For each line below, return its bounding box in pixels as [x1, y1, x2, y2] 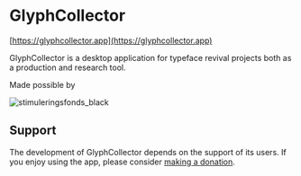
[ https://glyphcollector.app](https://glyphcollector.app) [9, 35, 213, 46]
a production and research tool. [9, 62, 126, 73]
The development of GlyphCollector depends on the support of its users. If [9, 146, 287, 157]
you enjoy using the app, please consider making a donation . [9, 156, 236, 167]
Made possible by [9, 79, 76, 90]
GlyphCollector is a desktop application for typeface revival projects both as [9, 52, 292, 63]
